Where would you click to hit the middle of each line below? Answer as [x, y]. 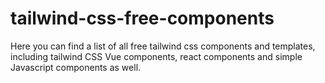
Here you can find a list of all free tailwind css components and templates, [163, 46]
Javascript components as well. [76, 67]
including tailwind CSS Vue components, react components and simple [156, 56]
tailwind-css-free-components [142, 18]
